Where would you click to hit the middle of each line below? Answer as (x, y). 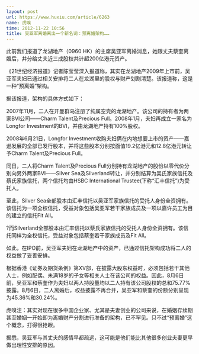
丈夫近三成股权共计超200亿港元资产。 (84, 59)
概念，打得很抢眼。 (34, 325)
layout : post (22, 12)
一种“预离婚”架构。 (29, 86)
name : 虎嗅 (19, 22)
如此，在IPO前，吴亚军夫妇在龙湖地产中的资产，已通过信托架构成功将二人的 (99, 248)
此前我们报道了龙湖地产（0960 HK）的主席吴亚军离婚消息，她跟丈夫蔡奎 (95, 52)
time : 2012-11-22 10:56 (36, 28)
